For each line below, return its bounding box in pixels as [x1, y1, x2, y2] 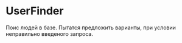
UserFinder [5, 4, 64, 18]
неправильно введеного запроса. [5, 30, 94, 37]
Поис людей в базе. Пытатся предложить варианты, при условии [5, 24, 176, 31]
